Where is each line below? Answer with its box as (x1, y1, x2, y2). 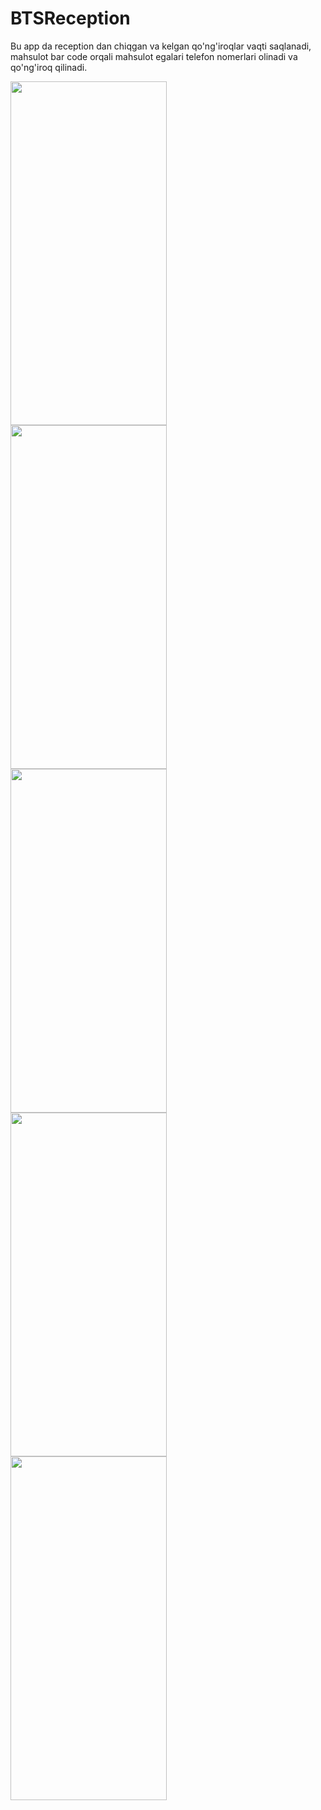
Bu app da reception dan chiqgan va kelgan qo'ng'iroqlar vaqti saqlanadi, (10, 40, 312, 52)
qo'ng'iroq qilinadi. (10, 61, 88, 73)
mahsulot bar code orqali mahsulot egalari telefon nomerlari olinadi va (10, 50, 298, 62)
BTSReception (10, 7, 131, 30)
